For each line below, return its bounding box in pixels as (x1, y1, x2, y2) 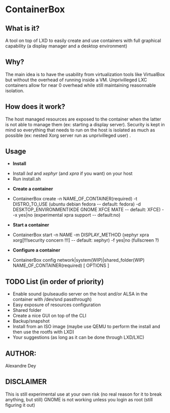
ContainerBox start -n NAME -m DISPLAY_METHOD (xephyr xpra (12, 232, 149, 238)
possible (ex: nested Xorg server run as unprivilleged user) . (5, 132, 131, 139)
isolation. (5, 87, 24, 94)
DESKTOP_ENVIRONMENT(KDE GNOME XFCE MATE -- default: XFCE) (12, 206, 161, 213)
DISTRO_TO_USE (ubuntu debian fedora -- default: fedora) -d (12, 201, 141, 208)
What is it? (5, 24, 40, 33)
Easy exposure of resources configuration (12, 302, 101, 308)
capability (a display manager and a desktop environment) (5, 43, 128, 49)
